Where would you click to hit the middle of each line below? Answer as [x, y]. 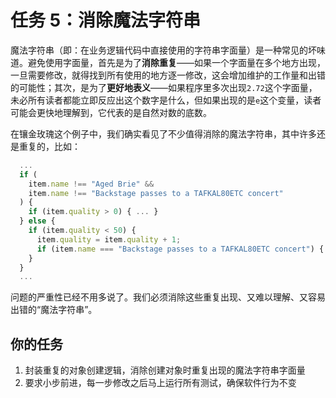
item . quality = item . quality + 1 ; [109, 239]
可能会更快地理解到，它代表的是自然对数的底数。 [111, 112]
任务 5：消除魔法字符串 [106, 20]
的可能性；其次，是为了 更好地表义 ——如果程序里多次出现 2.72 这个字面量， [164, 87]
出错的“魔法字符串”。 [54, 310]
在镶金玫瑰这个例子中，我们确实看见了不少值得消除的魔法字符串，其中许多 [163, 133]
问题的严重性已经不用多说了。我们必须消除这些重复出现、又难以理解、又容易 [168, 297]
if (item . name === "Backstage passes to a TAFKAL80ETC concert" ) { [180, 249]
